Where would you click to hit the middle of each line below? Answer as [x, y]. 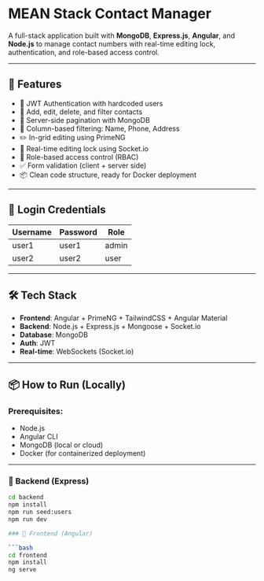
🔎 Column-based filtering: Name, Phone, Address [99, 128]
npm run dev [27, 519]
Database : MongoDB [54, 335]
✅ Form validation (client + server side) [83, 165]
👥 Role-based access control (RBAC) [79, 157]
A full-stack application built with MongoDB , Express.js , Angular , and [122, 35]
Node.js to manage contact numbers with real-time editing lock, [112, 43]
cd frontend [27, 555]
